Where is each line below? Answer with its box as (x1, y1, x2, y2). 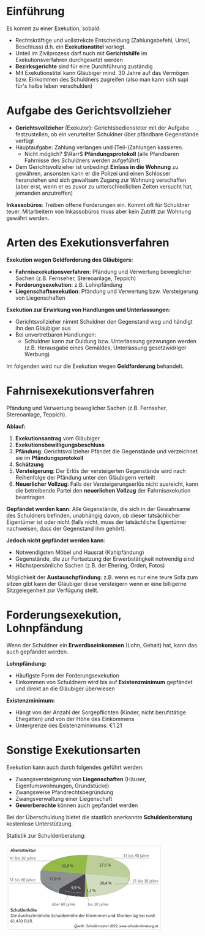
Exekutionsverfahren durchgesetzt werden (15, 56, 124, 63)
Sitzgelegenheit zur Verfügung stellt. (6, 587, 99, 594)
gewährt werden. (6, 214, 50, 222)
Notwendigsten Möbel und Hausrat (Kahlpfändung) (15, 548, 145, 556)
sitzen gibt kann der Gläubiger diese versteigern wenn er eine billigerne (6, 580, 187, 587)
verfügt (15, 137, 34, 144)
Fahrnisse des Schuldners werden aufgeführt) (24, 157, 141, 164)
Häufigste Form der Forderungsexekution (15, 671, 119, 679)
